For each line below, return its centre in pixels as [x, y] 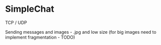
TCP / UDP [16, 22]
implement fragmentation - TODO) [40, 37]
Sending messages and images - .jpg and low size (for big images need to [81, 32]
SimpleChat [30, 9]
